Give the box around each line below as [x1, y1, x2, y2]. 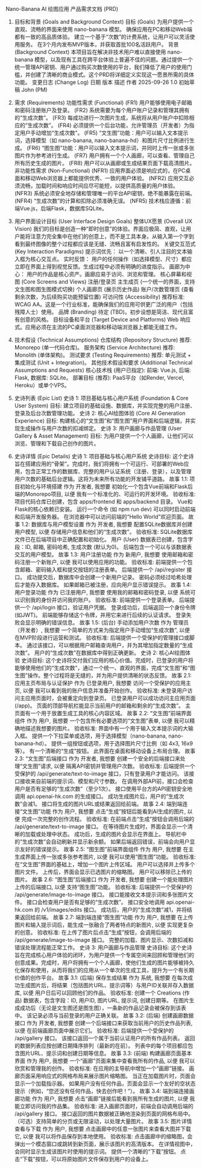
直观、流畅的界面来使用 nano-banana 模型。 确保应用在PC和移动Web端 [14, 26, 192, 33]
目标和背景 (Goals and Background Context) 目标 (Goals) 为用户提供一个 [14, 18, 194, 25]
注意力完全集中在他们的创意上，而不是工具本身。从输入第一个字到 [30, 233, 194, 240]
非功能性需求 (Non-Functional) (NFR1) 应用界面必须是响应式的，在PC [14, 167, 186, 174]
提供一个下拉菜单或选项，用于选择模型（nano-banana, [31, 732, 167, 739]
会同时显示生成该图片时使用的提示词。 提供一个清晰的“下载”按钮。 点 [14, 1148, 186, 1155]
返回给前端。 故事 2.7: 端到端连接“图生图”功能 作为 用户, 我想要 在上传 [19, 913, 194, 921]
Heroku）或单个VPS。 [14, 381, 70, 389]
